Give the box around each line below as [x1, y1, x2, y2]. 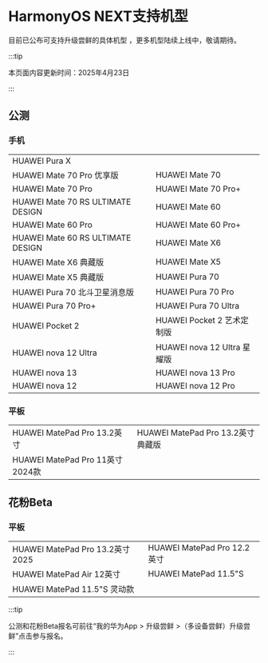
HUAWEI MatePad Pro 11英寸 [12, 453, 124, 465]
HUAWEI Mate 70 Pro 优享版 [12, 170, 119, 181]
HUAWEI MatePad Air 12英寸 [12, 569, 121, 580]
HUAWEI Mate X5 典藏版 [12, 271, 104, 282]
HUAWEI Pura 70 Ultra [155, 300, 240, 311]
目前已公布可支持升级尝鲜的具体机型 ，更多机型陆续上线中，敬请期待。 [8, 35, 241, 45]
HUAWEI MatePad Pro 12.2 [148, 541, 250, 553]
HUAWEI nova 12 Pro [155, 380, 235, 391]
